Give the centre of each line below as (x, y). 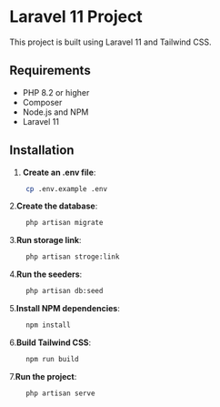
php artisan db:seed (65, 291)
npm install (48, 325)
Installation (42, 151)
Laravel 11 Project (76, 17)
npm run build (52, 359)
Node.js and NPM (55, 112)
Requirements (50, 71)
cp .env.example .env (66, 188)
